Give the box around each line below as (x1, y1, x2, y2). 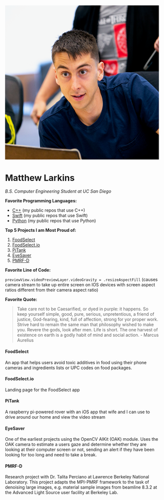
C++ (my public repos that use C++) (12, 207, 85, 213)
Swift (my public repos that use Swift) (12, 213, 88, 219)
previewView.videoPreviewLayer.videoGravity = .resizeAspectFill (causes (5, 276, 158, 282)
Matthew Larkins (5, 172, 75, 183)
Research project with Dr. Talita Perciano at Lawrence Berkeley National (5, 474, 149, 480)
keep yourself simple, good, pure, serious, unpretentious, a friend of (17, 311, 155, 317)
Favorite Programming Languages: (5, 198, 77, 204)
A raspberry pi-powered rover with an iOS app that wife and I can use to (5, 409, 150, 415)
